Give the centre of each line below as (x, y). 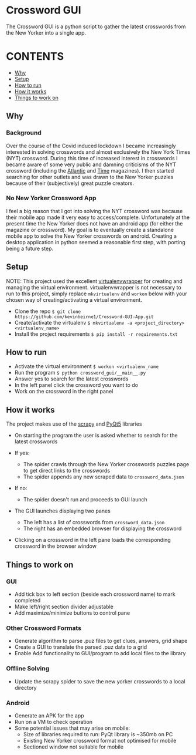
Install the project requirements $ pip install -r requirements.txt (96, 334)
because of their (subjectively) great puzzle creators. (70, 183)
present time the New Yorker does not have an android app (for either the (94, 223)
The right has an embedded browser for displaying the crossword (102, 528)
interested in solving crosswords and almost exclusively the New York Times (98, 152)
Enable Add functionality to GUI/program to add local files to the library (100, 653)
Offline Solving (28, 669)
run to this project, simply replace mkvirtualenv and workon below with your (97, 294)
